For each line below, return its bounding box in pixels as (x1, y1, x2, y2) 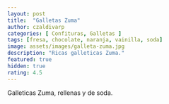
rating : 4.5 (7, 69, 42, 76)
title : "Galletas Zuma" (7, 17, 81, 24)
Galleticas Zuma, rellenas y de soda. (7, 89, 113, 97)
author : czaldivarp (7, 23, 65, 30)
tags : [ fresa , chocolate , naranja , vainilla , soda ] (7, 37, 163, 44)
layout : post (7, 10, 46, 18)
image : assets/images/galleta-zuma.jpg (7, 43, 125, 50)
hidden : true (7, 63, 46, 70)
